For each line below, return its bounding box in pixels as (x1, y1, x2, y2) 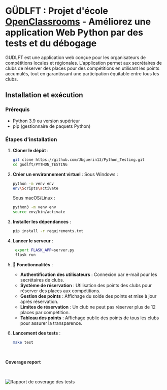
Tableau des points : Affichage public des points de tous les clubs (20, 315, 159, 321)
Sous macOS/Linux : (12, 195, 56, 201)
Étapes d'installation (5, 135, 57, 143)
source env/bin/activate (12, 209, 65, 215)
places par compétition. (20, 309, 70, 315)
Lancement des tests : (12, 330, 61, 336)
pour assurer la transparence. (20, 320, 83, 326)
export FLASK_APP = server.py (15, 247, 75, 253)
